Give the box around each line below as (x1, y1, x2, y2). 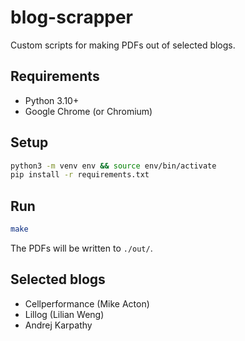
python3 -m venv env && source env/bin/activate (10, 161, 217, 171)
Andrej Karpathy (24, 319, 93, 331)
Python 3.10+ (24, 94, 80, 106)
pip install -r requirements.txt (10, 170, 150, 180)
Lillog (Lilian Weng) (24, 308, 105, 320)
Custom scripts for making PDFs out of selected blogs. (10, 39, 236, 51)
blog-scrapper (10, 6, 134, 29)
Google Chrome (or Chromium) (24, 105, 153, 117)
